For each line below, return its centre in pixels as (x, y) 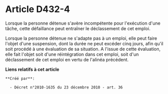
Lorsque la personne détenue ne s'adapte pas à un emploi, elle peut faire (81, 38)
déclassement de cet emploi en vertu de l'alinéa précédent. (67, 59)
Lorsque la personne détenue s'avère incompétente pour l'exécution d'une (83, 23)
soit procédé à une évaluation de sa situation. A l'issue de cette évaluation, (83, 49)
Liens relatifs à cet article (32, 69)
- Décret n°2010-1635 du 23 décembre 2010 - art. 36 (66, 87)
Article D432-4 (38, 9)
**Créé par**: (20, 78)
